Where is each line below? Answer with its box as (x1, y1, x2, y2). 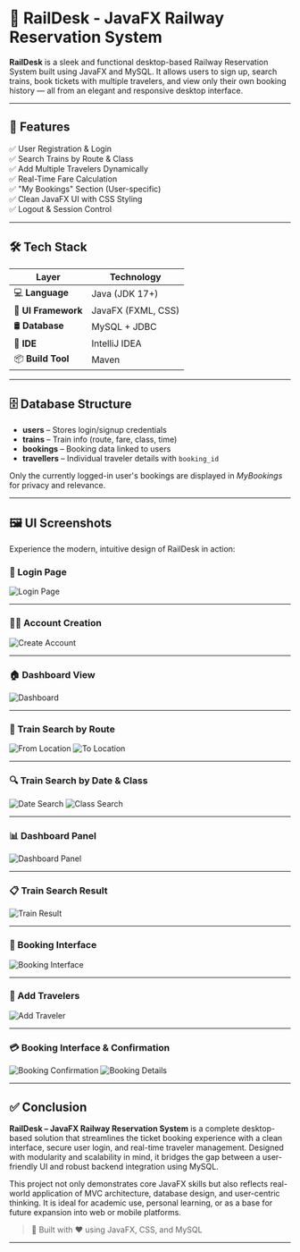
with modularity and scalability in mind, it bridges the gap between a (9, 1151, 261, 1162)
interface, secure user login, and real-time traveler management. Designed (9, 1142, 284, 1153)
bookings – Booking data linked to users (21, 444, 171, 454)
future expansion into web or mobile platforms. (9, 1206, 181, 1217)
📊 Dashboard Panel (9, 829, 96, 842)
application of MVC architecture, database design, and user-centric (31, 1188, 280, 1198)
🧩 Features (9, 120, 71, 135)
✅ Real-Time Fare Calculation (9, 173, 118, 184)
